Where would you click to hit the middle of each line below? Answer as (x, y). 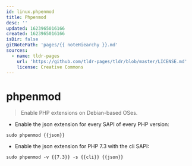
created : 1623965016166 (36, 34)
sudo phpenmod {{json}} (36, 135)
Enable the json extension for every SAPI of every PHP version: (92, 124)
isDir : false (22, 39)
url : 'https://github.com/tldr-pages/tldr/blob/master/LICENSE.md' (102, 61)
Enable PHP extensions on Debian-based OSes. (79, 113)
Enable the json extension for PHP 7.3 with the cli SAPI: (82, 146)
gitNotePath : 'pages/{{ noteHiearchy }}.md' (62, 45)
